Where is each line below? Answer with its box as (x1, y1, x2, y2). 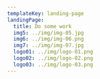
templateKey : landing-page (7, 10, 84, 17)
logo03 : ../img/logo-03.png (13, 61, 94, 68)
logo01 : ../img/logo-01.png (13, 49, 94, 56)
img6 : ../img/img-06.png (13, 36, 84, 43)
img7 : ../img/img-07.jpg (13, 42, 84, 49)
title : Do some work (13, 23, 72, 30)
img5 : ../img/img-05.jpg (13, 29, 84, 36)
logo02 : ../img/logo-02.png (13, 55, 94, 62)
